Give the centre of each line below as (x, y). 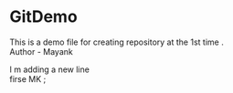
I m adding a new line (49, 69)
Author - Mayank (41, 51)
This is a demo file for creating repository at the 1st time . (116, 42)
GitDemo (43, 17)
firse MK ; (28, 78)
